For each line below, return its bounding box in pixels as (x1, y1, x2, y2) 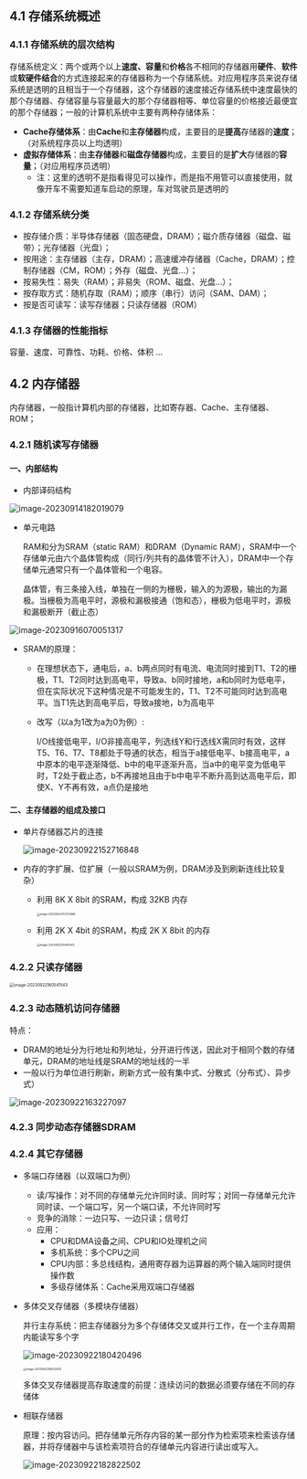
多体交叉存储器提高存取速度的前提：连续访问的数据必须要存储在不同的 (22, 1379, 288, 1390)
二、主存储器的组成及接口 (9, 804, 106, 815)
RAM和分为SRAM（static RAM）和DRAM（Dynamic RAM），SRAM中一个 (22, 542, 297, 553)
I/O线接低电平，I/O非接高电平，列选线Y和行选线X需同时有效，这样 (36, 736, 286, 747)
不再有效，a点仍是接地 (63, 782, 149, 793)
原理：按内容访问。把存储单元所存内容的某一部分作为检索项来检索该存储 (22, 1430, 295, 1441)
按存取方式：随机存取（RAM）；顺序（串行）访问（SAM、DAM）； (22, 287, 270, 299)
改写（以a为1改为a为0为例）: (36, 716, 144, 728)
